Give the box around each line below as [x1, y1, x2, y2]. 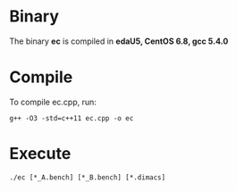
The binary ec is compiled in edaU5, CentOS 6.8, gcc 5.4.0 [9, 36, 229, 46]
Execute [9, 144, 72, 164]
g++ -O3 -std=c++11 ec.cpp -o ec [9, 113, 134, 122]
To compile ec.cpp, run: [9, 96, 97, 107]
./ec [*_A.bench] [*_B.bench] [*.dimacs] [9, 172, 166, 182]
